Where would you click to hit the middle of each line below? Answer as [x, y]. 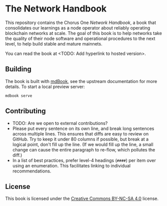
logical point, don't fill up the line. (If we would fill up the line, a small [83, 144]
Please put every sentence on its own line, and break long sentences [83, 128]
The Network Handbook [56, 9]
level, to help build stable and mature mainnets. [54, 43]
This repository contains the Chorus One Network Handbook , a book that [81, 22]
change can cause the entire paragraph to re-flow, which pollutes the [84, 149]
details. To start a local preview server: [45, 86]
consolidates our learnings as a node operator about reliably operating [78, 27]
